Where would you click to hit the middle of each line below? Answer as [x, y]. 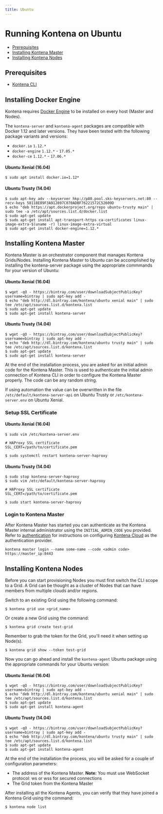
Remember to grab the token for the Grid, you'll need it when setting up [77, 636]
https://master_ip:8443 [29, 554]
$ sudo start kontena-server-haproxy [43, 502]
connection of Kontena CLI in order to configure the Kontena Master [73, 375]
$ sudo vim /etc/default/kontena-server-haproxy [55, 481]
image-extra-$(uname [26, 224]
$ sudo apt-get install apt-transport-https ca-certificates [68, 220]
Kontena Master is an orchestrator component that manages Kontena [74, 255]
